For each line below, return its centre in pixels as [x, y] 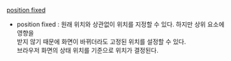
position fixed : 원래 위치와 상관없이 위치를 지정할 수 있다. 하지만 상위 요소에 [120, 24]
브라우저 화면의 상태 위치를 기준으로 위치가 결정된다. [87, 50]
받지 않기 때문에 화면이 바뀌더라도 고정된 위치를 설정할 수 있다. [101, 42]
